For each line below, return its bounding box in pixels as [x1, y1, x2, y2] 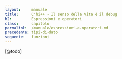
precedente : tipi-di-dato [5, 30, 58, 35]
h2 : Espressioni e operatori [5, 16, 82, 21]
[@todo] [5, 48, 22, 54]
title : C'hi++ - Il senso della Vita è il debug [5, 12, 118, 17]
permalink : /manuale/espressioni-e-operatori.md [5, 26, 109, 30]
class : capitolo [5, 21, 49, 26]
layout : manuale [5, 7, 48, 12]
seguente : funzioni [5, 35, 49, 40]
